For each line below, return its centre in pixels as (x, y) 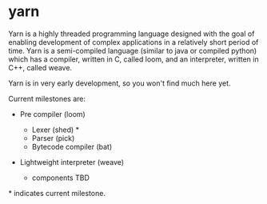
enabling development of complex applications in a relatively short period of (133, 42)
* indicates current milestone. (57, 193)
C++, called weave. (40, 67)
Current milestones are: (47, 98)
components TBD (60, 178)
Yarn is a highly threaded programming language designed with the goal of (132, 34)
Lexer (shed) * (56, 130)
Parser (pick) (53, 138)
